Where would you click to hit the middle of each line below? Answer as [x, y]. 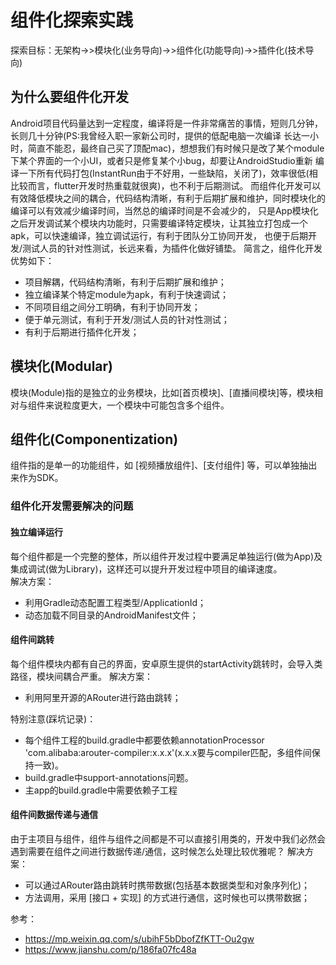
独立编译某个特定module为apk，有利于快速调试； [126, 294]
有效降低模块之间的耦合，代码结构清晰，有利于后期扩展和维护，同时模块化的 [168, 198]
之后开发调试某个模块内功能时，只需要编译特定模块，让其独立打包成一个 [159, 223]
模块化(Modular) [62, 366]
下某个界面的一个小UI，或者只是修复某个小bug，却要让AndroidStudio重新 [161, 160]
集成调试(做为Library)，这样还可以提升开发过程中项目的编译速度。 [146, 568]
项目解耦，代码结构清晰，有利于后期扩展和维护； [125, 282]
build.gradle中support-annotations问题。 [109, 777]
